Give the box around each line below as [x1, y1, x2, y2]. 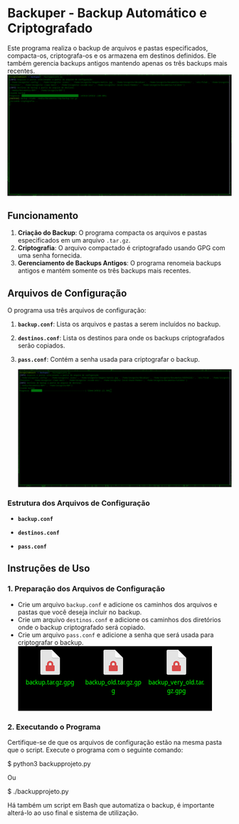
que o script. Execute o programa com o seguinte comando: [7, 746, 184, 754]
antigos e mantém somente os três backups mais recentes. [17, 266, 191, 275]
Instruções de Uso [7, 562, 90, 575]
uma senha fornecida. [17, 251, 82, 260]
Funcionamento [7, 210, 79, 222]
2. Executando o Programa [7, 722, 101, 732]
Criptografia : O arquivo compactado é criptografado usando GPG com [17, 244, 225, 253]
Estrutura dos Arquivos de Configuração [7, 498, 151, 508]
